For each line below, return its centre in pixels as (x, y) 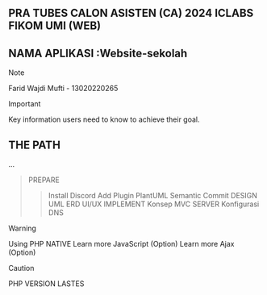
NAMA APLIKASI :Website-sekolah (98, 53)
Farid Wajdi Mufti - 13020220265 (63, 89)
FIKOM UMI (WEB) (55, 26)
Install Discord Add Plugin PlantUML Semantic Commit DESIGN (153, 196)
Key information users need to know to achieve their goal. (104, 119)
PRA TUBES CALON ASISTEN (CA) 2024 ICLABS (131, 13)
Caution (21, 268)
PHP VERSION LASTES (46, 284)
